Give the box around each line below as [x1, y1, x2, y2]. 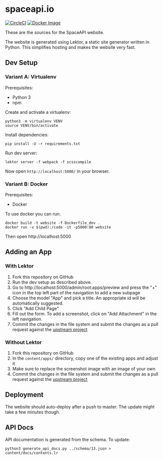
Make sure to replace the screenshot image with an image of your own [12, 366, 156, 371]
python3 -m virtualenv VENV [5, 119, 63, 124]
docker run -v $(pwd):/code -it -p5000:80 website [5, 225, 111, 230]
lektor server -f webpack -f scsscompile [5, 159, 92, 164]
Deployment [5, 391, 44, 399]
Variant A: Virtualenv [5, 73, 57, 80]
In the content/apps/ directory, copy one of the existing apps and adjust [12, 355, 159, 361]
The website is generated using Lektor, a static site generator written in [5, 39, 150, 45]
